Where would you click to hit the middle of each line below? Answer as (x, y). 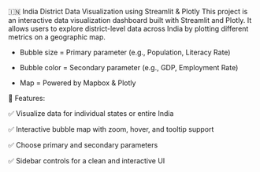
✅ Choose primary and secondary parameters (83, 145)
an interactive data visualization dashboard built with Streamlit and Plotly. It (130, 20)
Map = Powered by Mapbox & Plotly (78, 83)
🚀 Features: (27, 98)
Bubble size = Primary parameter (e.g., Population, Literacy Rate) (125, 52)
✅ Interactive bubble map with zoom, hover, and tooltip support (111, 129)
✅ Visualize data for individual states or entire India (91, 113)
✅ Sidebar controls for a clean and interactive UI (87, 161)
